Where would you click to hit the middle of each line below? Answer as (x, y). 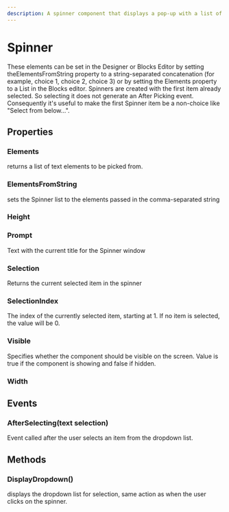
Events (22, 403)
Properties (30, 132)
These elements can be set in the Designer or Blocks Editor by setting (106, 67)
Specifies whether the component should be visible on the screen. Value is (113, 356)
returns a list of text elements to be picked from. (75, 166)
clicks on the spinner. (37, 501)
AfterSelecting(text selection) (58, 423)
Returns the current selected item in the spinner (74, 283)
